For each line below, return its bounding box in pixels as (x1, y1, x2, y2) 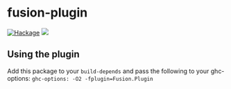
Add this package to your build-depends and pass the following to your (7, 67, 209, 75)
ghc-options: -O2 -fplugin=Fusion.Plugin (31, 75, 154, 82)
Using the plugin (7, 48, 80, 60)
